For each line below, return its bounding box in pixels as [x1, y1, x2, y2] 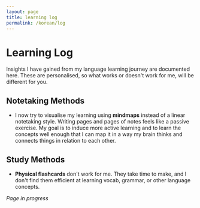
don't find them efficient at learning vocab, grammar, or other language [14, 176, 191, 183]
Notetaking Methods [6, 95, 85, 105]
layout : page [6, 8, 39, 15]
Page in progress [6, 194, 49, 201]
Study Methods [6, 154, 65, 165]
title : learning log [6, 14, 58, 20]
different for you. [6, 79, 48, 86]
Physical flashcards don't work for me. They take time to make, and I [14, 170, 187, 177]
